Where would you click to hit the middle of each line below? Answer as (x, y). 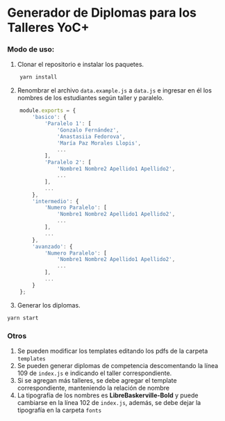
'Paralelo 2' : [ (68, 162)
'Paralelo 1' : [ (68, 124)
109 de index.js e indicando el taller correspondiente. (94, 373)
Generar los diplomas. (49, 305)
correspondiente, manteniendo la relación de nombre (93, 388)
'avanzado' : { (52, 246)
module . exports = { (48, 111)
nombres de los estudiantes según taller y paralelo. (91, 98)
